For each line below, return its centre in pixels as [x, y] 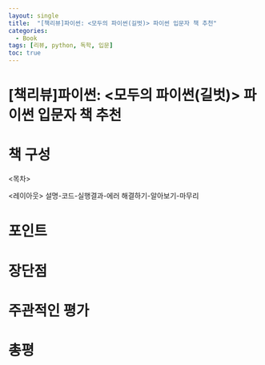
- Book [26, 38]
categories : [28, 30]
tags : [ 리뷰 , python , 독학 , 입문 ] [61, 46]
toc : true [25, 53]
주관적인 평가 [49, 310]
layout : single [34, 16]
